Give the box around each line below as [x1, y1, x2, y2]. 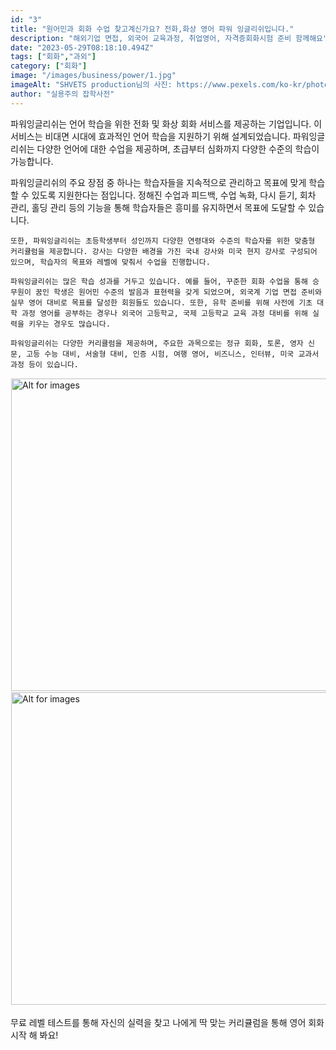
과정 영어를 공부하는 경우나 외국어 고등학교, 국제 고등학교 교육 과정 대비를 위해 [21, 308, 308, 318]
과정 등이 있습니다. [10, 359, 79, 370]
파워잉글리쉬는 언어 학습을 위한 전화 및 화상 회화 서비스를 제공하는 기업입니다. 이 [10, 117, 323, 130]
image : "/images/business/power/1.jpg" [10, 71, 177, 81]
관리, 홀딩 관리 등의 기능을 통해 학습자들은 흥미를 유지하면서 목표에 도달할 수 [10, 201, 307, 213]
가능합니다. [10, 155, 54, 167]
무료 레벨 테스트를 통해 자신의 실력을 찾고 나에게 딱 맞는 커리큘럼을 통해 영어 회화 [10, 1016, 325, 1028]
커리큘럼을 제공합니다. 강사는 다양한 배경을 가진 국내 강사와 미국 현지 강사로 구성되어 [10, 246, 318, 256]
